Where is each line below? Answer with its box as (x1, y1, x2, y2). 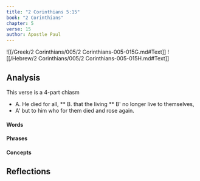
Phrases (6, 135, 28, 142)
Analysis (6, 73, 41, 83)
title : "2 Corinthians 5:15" (6, 9, 80, 15)
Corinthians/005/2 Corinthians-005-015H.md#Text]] (38, 55, 170, 62)
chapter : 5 (6, 20, 34, 26)
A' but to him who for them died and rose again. (15, 107, 135, 114)
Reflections (6, 166, 51, 177)
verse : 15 (6, 26, 32, 32)
